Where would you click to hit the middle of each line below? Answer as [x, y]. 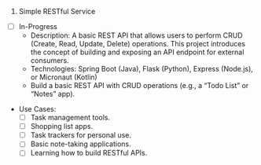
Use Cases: [37, 109]
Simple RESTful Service [57, 11]
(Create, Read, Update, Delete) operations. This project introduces [138, 44]
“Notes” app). [53, 94]
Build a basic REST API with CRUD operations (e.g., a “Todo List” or [140, 86]
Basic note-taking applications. [81, 144]
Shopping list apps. [62, 126]
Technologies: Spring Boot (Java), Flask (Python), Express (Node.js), [142, 69]
